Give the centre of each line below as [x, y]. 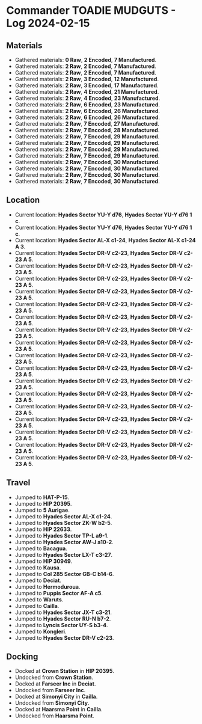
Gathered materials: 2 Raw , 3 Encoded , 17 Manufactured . [87, 85]
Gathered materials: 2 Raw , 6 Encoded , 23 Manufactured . [87, 105]
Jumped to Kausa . [38, 567]
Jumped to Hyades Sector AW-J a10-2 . [64, 542]
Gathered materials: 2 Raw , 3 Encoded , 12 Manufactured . [87, 79]
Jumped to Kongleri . [41, 631]
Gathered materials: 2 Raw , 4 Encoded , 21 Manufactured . [87, 92]
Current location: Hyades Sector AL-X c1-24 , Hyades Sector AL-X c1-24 [105, 240]
